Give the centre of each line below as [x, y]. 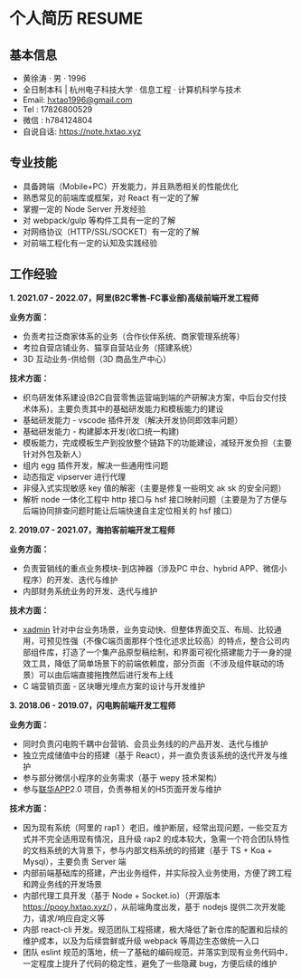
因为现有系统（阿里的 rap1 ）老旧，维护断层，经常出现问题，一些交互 [151, 827]
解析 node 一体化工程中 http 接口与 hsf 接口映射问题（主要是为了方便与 [155, 499]
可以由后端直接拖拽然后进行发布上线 [106, 675]
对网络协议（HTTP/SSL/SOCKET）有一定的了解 [111, 231]
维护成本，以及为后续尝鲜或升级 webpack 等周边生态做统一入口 [141, 940]
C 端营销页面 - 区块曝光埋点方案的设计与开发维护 [114, 686]
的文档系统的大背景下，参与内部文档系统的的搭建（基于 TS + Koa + [147, 850]
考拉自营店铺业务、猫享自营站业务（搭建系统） [109, 347]
